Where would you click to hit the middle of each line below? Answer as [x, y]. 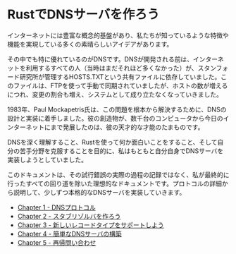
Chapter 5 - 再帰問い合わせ [57, 242]
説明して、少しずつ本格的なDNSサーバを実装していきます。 [99, 192]
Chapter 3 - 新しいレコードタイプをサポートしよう [91, 225]
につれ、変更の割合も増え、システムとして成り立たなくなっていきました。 [115, 94]
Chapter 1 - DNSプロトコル [57, 207]
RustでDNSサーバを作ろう [83, 14]
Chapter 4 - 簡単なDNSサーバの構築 [69, 234]
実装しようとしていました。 [48, 159]
